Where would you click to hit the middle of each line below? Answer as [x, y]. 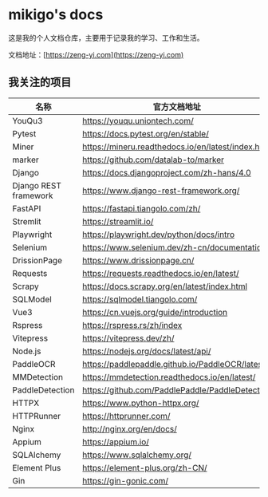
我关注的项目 [40, 83]
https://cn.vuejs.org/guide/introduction [155, 312]
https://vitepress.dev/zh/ [128, 338]
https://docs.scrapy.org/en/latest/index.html [165, 286]
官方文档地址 [177, 107]
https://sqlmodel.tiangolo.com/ [140, 299]
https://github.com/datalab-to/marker [154, 160]
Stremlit [27, 221]
